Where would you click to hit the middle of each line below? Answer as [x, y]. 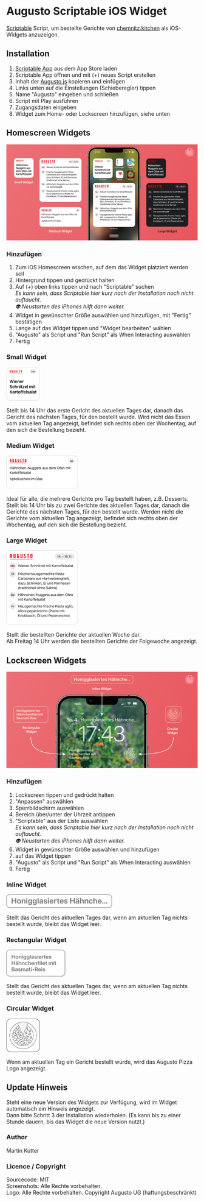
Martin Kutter [23, 1150]
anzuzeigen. [44, 34]
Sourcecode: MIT [28, 1179]
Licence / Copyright [36, 1166]
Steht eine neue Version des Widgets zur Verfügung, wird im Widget [92, 1102]
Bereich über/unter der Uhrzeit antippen [65, 814]
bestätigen [29, 322]
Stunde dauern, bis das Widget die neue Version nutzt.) [76, 1122]
